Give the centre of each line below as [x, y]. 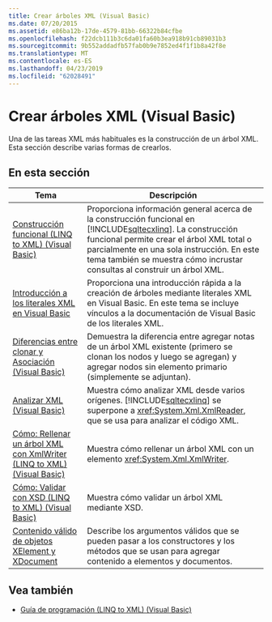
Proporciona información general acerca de [170, 209]
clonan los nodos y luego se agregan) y [162, 357]
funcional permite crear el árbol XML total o [170, 240]
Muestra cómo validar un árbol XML [155, 497]
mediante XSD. [115, 508]
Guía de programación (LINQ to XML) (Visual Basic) [106, 610]
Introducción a [40, 293]
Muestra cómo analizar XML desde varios [166, 390]
